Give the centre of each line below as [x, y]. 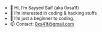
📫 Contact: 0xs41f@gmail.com [42, 24]
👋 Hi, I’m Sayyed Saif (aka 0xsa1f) [44, 8]
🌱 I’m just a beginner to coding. [42, 18]
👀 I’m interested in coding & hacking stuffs [53, 13]
